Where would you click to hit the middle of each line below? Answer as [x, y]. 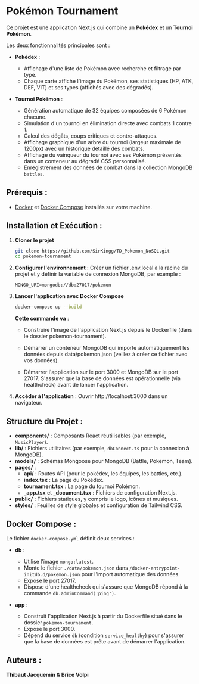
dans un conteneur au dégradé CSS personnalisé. [85, 161]
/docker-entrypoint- [155, 568]
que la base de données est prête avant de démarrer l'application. [105, 641]
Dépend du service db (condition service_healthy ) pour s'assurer [104, 635]
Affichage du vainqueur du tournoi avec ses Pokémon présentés [102, 155]
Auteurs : [24, 660]
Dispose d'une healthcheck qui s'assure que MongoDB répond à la [106, 587]
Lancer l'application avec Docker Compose [69, 296]
